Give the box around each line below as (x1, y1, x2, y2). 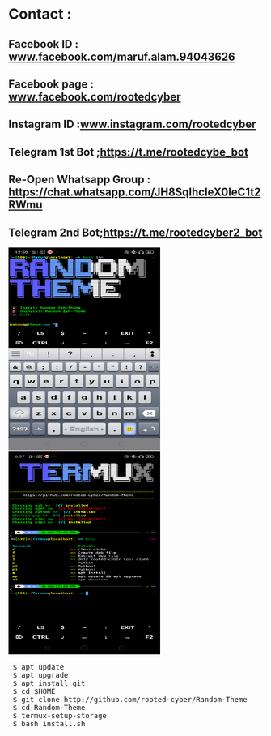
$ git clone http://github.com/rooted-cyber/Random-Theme (12, 695, 248, 704)
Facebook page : (8, 77, 95, 91)
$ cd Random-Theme (12, 703, 86, 712)
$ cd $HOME (12, 687, 56, 695)
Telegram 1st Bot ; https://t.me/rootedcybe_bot (8, 145, 249, 159)
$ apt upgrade (12, 670, 69, 679)
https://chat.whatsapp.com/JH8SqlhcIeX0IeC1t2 (8, 186, 261, 199)
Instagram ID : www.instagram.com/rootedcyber (8, 118, 256, 131)
